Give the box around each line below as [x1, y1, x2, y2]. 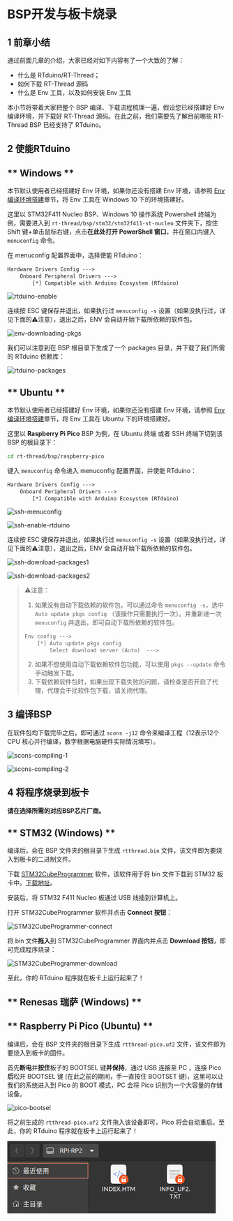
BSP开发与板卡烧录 [7, 6, 117, 22]
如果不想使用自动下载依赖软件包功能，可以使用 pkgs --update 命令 [34, 660, 226, 668]
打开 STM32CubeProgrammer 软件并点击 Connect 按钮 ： [7, 908, 173, 917]
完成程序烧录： [13, 945, 57, 954]
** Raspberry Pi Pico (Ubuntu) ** [7, 1020, 153, 1033]
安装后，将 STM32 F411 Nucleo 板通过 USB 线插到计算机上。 [7, 894, 182, 902]
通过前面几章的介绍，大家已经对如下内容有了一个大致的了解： [7, 57, 185, 64]
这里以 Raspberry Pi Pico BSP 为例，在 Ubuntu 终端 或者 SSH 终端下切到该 [7, 430, 223, 438]
